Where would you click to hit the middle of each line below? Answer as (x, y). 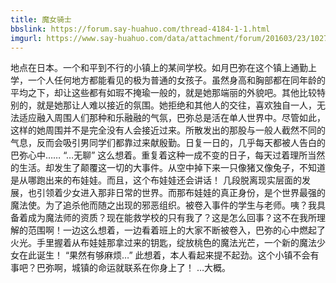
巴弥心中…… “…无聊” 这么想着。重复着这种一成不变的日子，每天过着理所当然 (168, 155)
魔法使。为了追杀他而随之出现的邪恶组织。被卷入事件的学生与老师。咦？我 (163, 205)
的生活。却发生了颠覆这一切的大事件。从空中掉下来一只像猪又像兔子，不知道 (168, 168)
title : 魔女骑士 (41, 19)
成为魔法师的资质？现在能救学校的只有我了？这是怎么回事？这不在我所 (172, 218)
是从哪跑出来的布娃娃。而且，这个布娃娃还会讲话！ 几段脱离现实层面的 (156, 180)
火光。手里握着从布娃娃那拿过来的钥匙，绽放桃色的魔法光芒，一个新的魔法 (163, 243)
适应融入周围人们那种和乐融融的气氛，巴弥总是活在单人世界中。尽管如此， (172, 118)
